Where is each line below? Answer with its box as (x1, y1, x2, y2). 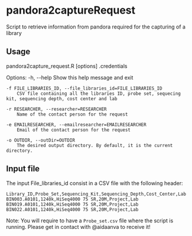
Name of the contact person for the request (17, 111, 128, 117)
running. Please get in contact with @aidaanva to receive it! (6, 223, 151, 230)
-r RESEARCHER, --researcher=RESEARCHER (6, 106, 108, 112)
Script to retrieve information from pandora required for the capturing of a (6, 23, 186, 30)
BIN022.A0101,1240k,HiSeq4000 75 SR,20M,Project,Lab (6, 206, 139, 212)
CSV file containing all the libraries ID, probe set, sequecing (17, 90, 181, 97)
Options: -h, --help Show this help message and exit (6, 74, 134, 81)
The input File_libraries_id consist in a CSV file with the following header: (6, 179, 183, 187)
